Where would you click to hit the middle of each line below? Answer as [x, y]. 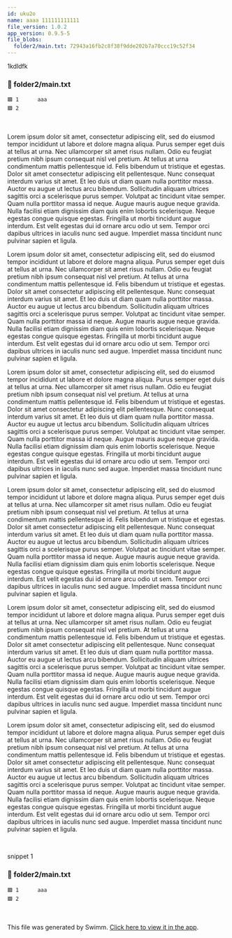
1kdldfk [17, 66]
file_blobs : [24, 40]
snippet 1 [20, 856]
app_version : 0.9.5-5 [39, 33]
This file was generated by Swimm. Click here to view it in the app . [103, 927]
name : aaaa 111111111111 [43, 20]
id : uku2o [22, 14]
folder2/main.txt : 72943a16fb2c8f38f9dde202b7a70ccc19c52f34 [104, 46]
